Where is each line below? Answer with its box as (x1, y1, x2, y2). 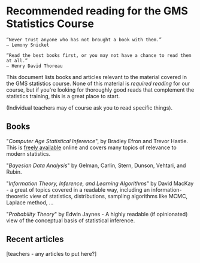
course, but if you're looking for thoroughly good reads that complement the (6, 86, 195, 93)
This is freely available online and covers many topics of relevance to (6, 144, 177, 151)
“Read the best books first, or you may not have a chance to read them (6, 52, 192, 58)
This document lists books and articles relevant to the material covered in (6, 73, 187, 80)
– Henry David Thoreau (6, 63, 63, 69)
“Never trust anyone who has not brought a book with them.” (6, 37, 162, 43)
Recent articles (6, 234, 64, 244)
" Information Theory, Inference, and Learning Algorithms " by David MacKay (6, 180, 194, 187)
